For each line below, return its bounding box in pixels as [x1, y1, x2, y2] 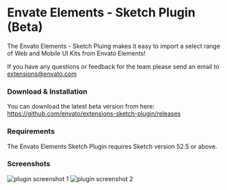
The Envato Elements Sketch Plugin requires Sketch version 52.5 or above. [7, 142, 217, 150]
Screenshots [7, 159, 51, 169]
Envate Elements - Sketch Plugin [7, 5, 196, 21]
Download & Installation [7, 87, 88, 96]
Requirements [7, 126, 55, 136]
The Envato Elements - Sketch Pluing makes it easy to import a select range [7, 42, 221, 50]
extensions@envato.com [7, 70, 77, 78]
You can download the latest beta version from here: [7, 103, 155, 111]
